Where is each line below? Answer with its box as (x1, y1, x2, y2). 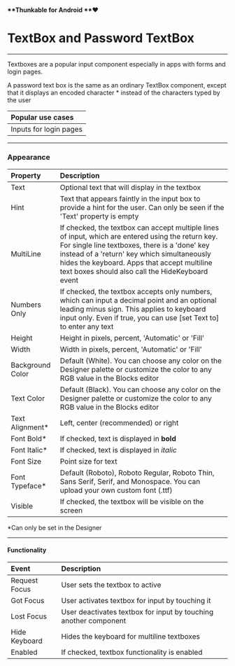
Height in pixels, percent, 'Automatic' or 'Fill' (59, 333, 205, 342)
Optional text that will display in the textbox (59, 182, 201, 192)
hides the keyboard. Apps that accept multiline (59, 258, 213, 268)
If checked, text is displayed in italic (59, 445, 177, 455)
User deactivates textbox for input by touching (61, 607, 214, 617)
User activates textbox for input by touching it (61, 596, 211, 606)
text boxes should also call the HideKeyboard (59, 266, 208, 276)
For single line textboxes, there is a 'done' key (59, 240, 210, 250)
